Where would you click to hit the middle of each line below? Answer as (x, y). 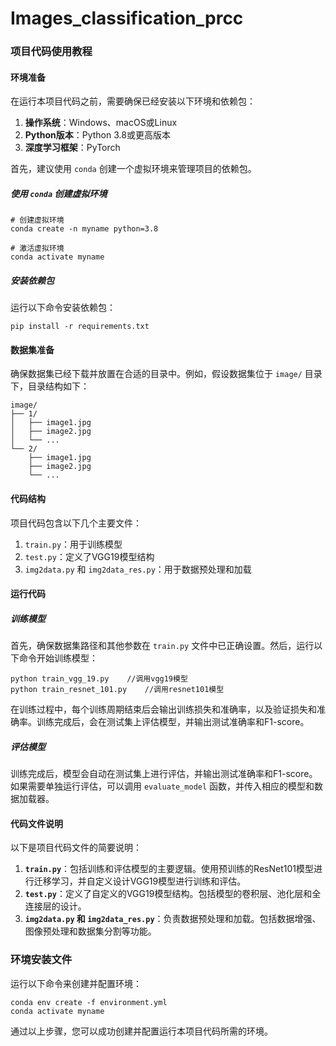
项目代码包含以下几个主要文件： (76, 523)
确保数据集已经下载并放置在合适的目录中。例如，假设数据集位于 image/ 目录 (166, 374)
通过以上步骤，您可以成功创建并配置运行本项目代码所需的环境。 (141, 1031)
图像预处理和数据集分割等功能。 (90, 931)
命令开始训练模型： (58, 658)
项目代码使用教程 (51, 52)
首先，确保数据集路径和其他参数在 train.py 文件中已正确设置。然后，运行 (162, 646)
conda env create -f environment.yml (89, 1002)
